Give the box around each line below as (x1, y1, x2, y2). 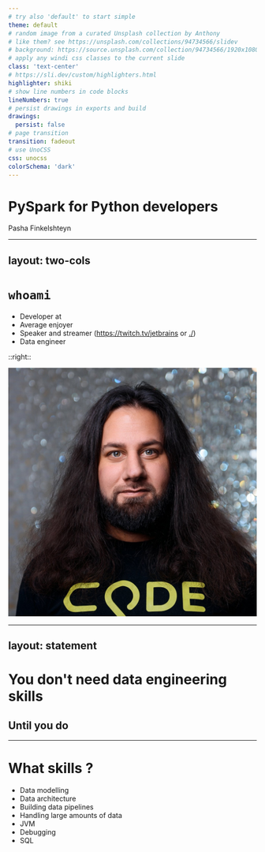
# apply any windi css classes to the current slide (8, 54, 185, 62)
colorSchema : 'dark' (8, 163, 77, 170)
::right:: (8, 352, 32, 361)
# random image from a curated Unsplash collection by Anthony (8, 29, 221, 37)
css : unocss (8, 154, 47, 162)
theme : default (8, 21, 58, 29)
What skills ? (8, 760, 94, 777)
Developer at (19, 312, 62, 321)
